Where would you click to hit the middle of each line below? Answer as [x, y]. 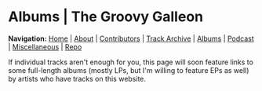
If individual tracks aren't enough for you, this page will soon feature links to [131, 62]
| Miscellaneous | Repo [45, 46]
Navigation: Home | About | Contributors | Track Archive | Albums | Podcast [131, 38]
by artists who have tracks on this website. [77, 78]
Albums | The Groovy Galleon [106, 17]
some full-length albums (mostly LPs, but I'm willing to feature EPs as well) [129, 70]
